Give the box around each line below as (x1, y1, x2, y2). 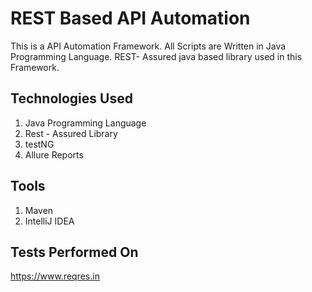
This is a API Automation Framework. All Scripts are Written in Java (10, 40, 287, 52)
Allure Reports (24, 148, 84, 161)
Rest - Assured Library (24, 127, 118, 139)
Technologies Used (10, 90, 133, 107)
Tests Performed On (10, 243, 139, 261)
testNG (24, 138, 55, 150)
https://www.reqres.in (10, 270, 100, 282)
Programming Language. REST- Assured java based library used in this (10, 50, 303, 62)
